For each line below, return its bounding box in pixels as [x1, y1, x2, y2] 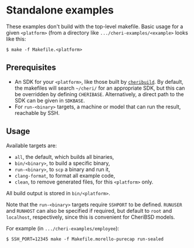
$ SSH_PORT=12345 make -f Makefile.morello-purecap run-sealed [6, 236, 164, 242]
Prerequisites [6, 63, 56, 73]
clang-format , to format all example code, [14, 172, 115, 179]
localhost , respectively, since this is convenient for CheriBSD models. [6, 213, 175, 220]
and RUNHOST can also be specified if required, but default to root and [6, 207, 172, 214]
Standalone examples [6, 4, 114, 17]
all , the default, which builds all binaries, [14, 153, 114, 160]
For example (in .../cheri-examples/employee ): [6, 225, 120, 232]
